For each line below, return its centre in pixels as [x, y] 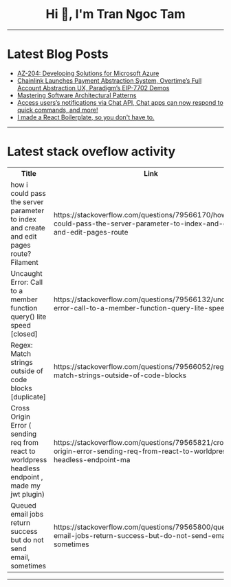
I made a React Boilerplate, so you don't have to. [86, 117]
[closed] [24, 334]
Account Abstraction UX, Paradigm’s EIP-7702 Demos [93, 88]
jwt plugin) [28, 494]
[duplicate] [28, 397]
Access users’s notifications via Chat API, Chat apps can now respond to [120, 102]
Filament [25, 262]
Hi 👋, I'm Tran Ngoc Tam [115, 14]
